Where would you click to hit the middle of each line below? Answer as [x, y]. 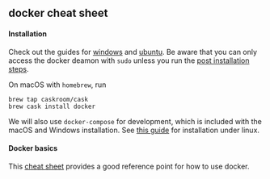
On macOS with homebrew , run [57, 85]
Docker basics [33, 148]
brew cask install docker [52, 106]
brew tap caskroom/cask [49, 99]
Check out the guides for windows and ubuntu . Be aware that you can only [133, 52]
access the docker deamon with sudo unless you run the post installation [129, 60]
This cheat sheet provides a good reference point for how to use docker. [129, 166]
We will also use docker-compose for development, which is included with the [135, 121]
